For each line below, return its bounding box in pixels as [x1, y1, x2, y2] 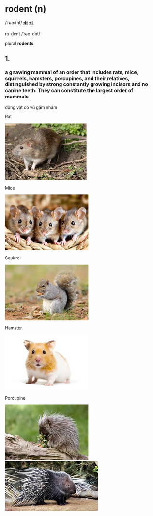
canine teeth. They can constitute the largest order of [5, 87, 134, 94]
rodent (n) [5, 3, 46, 15]
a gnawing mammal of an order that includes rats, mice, [5, 69, 139, 76]
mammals [5, 93, 29, 100]
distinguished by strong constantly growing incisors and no [5, 81, 149, 88]
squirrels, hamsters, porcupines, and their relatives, [5, 75, 130, 82]
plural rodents [5, 40, 34, 46]
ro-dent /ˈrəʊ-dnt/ [5, 31, 40, 37]
